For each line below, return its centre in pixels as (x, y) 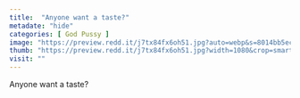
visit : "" (28, 59)
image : (21, 42)
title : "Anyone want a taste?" (69, 17)
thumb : (21, 51)
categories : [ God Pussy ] (59, 34)
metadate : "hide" (42, 26)
